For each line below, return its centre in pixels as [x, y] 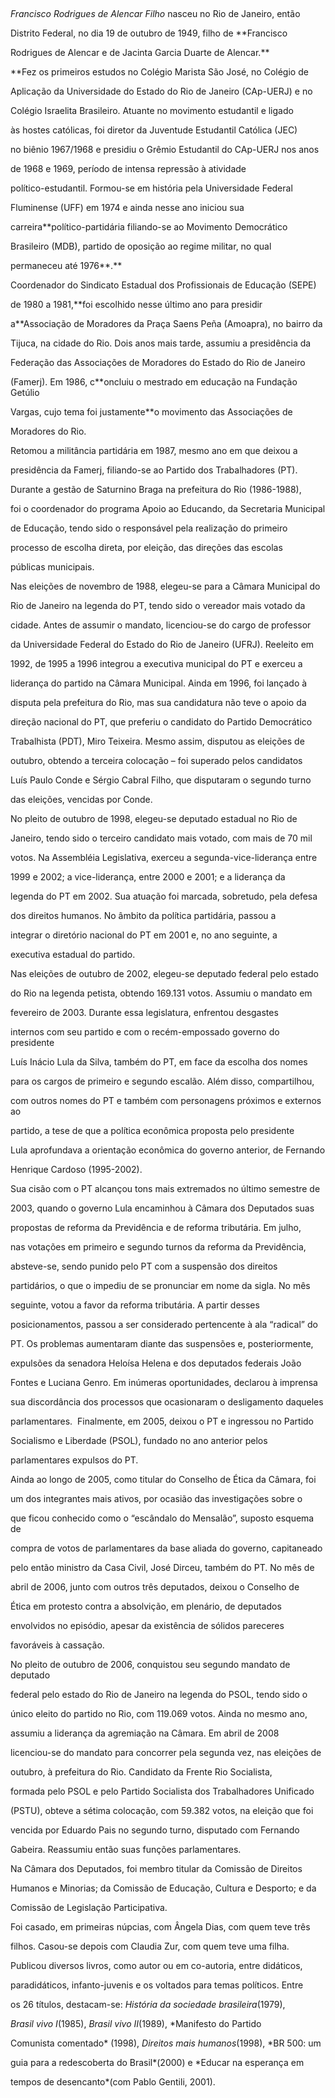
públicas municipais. [52, 567]
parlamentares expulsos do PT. [74, 1460]
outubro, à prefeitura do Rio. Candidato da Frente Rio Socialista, [141, 1772]
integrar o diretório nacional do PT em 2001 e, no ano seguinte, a [144, 935]
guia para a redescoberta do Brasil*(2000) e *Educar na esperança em [157, 2062]
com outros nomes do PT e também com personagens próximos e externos [166, 1100]
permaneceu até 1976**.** [66, 265]
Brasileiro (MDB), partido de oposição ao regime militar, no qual [141, 246]
